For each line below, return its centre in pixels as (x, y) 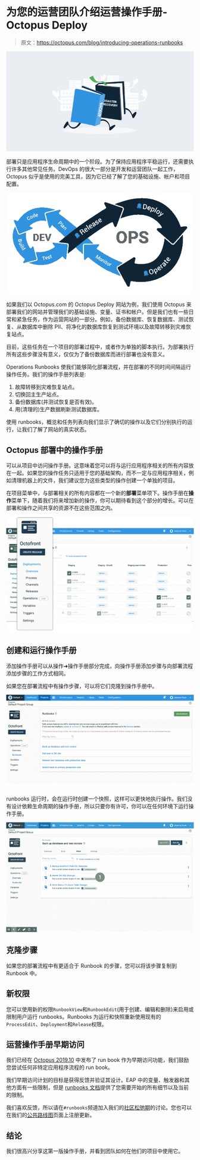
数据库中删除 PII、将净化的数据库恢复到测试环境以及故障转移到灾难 (104, 327)
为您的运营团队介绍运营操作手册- (87, 12)
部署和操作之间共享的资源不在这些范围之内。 (61, 508)
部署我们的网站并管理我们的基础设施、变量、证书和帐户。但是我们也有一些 (97, 312)
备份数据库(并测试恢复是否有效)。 (56, 402)
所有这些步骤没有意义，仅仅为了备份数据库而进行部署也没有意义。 (87, 354)
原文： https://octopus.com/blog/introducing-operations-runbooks (102, 42)
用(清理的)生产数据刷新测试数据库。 (59, 409)
